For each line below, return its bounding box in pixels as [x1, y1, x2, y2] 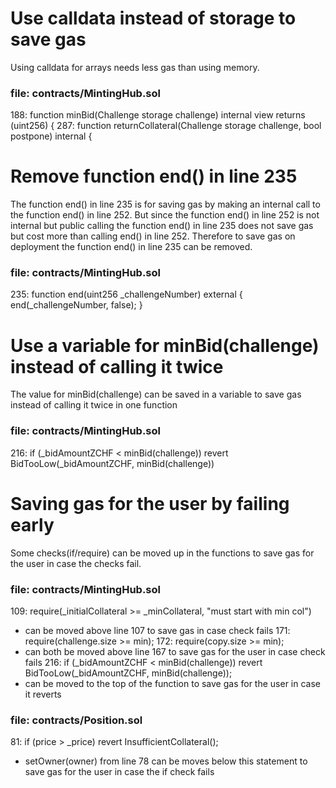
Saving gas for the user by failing [10, 492, 290, 515]
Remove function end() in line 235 [10, 165, 298, 188]
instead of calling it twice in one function [10, 399, 178, 411]
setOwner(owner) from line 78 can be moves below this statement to [24, 755, 308, 767]
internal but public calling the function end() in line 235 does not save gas [10, 220, 314, 232]
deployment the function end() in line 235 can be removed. [10, 241, 253, 253]
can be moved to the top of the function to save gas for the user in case [24, 677, 321, 689]
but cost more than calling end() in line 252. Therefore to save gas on [10, 230, 296, 242]
